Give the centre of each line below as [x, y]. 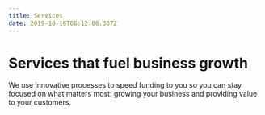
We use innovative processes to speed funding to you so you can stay [125, 85]
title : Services [36, 16]
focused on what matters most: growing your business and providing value [133, 94]
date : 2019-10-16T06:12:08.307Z [63, 23]
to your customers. [40, 102]
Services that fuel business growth [128, 63]
